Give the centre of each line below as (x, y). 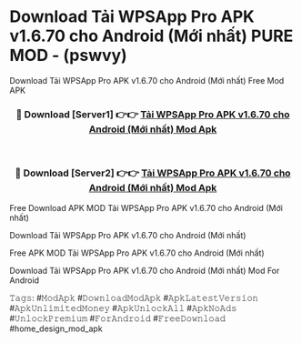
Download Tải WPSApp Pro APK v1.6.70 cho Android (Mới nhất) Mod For (145, 270)
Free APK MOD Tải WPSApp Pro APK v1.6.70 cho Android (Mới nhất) (137, 253)
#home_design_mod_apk (56, 328)
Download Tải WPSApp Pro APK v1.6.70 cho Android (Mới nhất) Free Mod (147, 80)
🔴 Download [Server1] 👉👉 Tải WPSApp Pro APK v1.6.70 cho (153, 114)
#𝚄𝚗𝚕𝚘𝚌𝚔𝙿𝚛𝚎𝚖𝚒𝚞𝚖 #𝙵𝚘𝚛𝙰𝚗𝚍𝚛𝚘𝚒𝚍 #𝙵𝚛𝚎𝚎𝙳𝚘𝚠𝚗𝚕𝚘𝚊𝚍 (117, 318)
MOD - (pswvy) (68, 55)
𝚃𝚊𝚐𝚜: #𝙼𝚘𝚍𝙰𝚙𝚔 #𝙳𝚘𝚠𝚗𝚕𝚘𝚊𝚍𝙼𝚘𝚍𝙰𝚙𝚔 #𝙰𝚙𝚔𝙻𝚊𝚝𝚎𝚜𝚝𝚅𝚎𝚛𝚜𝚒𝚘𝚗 (134, 298)
